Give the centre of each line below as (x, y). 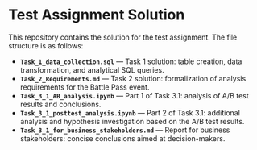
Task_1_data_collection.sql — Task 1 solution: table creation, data (131, 61)
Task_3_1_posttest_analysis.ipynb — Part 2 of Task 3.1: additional (130, 112)
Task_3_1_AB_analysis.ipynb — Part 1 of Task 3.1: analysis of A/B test (135, 95)
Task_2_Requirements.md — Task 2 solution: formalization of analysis (133, 78)
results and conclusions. (60, 104)
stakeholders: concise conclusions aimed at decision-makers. (122, 138)
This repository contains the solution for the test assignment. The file (123, 37)
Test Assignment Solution (97, 15)
